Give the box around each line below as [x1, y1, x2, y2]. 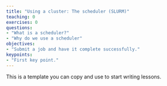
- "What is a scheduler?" [6, 30, 69, 36]
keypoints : [6, 52, 33, 58]
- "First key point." [6, 57, 59, 63]
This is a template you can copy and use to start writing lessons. [6, 73, 162, 80]
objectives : [6, 41, 35, 47]
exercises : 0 [6, 19, 38, 25]
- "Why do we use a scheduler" [6, 35, 83, 41]
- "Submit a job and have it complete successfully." [6, 46, 141, 52]
